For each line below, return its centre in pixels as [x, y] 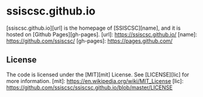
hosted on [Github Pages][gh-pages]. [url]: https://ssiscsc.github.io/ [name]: [102, 34]
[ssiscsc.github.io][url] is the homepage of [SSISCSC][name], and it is [93, 28]
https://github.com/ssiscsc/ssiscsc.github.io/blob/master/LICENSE [89, 87]
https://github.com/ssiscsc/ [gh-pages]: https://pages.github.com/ [89, 41]
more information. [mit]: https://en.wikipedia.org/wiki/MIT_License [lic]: [95, 81]
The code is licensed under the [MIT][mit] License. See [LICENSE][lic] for [98, 75]
